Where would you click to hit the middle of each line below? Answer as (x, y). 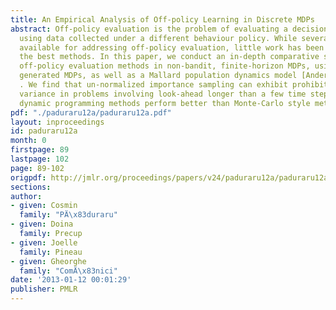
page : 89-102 (37, 168)
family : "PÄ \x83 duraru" (68, 215)
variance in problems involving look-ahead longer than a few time (163, 94)
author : (26, 196)
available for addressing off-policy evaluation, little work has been (172, 47)
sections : (31, 187)
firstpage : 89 (40, 150)
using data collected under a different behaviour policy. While (158, 38)
